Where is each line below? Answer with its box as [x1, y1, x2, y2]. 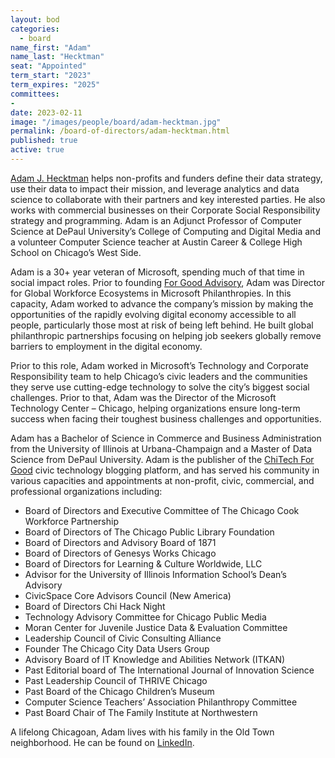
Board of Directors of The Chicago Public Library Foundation [24, 526, 275, 538]
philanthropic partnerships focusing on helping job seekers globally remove [10, 329, 322, 341]
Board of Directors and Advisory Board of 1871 [24, 536, 217, 548]
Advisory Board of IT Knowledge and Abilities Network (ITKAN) [24, 653, 286, 665]
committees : [10, 89, 60, 99]
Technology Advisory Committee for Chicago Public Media [24, 611, 267, 623]
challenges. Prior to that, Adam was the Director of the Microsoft [10, 391, 277, 403]
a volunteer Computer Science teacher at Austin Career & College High [10, 236, 303, 248]
